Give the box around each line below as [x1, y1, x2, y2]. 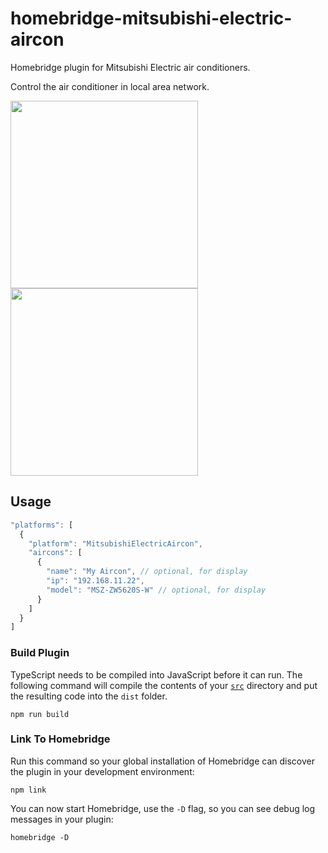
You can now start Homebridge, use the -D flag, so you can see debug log [10, 802, 316, 814]
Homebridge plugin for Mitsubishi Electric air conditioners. [10, 61, 251, 73]
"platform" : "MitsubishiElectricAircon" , [28, 538, 203, 549]
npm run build [10, 709, 70, 719]
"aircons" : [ [28, 548, 83, 558]
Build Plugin [10, 646, 70, 660]
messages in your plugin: [10, 813, 114, 825]
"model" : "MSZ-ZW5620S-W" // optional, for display [46, 585, 267, 595]
